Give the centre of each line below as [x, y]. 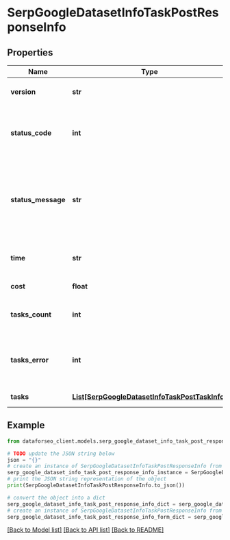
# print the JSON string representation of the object [87, 479]
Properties [30, 52]
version [23, 92]
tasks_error [30, 360]
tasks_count [31, 315]
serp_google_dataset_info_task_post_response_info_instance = [98, 473]
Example [26, 425]
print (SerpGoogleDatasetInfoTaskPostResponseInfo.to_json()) [96, 486]
